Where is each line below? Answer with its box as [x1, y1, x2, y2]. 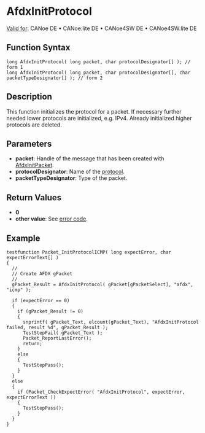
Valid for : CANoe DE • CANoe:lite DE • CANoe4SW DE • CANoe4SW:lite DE [6, 25, 198, 32]
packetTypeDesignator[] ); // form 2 [6, 75, 103, 81]
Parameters [6, 138, 52, 149]
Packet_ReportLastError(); [22, 335, 92, 341]
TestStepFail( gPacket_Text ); [22, 330, 103, 336]
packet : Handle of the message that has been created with [15, 155, 164, 162]
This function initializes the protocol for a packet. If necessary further [6, 107, 182, 115]
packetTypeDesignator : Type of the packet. [15, 174, 128, 182]
